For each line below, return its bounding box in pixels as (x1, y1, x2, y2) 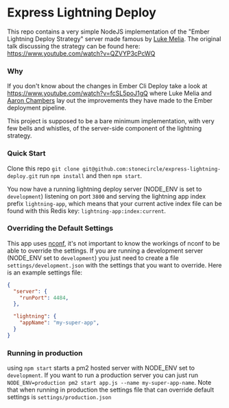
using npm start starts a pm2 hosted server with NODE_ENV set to (7, 364, 195, 372)
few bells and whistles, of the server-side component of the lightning (7, 125, 202, 133)
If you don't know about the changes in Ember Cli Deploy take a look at (7, 82, 208, 90)
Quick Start (7, 149, 46, 158)
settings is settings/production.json (7, 393, 112, 401)
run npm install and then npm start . (39, 171, 143, 179)
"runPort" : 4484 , (19, 294, 69, 301)
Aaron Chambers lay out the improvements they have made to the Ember (7, 97, 213, 105)
